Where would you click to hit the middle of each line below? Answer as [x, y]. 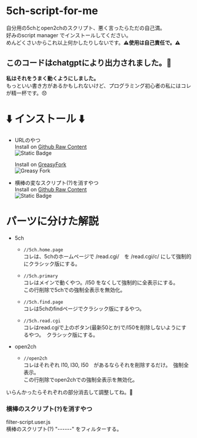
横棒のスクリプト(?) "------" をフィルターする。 [64, 429]
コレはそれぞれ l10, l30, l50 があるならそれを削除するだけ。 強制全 [106, 365]
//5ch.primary [41, 276]
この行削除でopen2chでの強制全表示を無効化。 [81, 379]
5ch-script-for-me [52, 11]
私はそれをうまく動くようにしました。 [52, 78]
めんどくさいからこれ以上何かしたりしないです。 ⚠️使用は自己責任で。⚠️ [93, 42]
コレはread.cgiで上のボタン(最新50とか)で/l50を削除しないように [102, 327]
